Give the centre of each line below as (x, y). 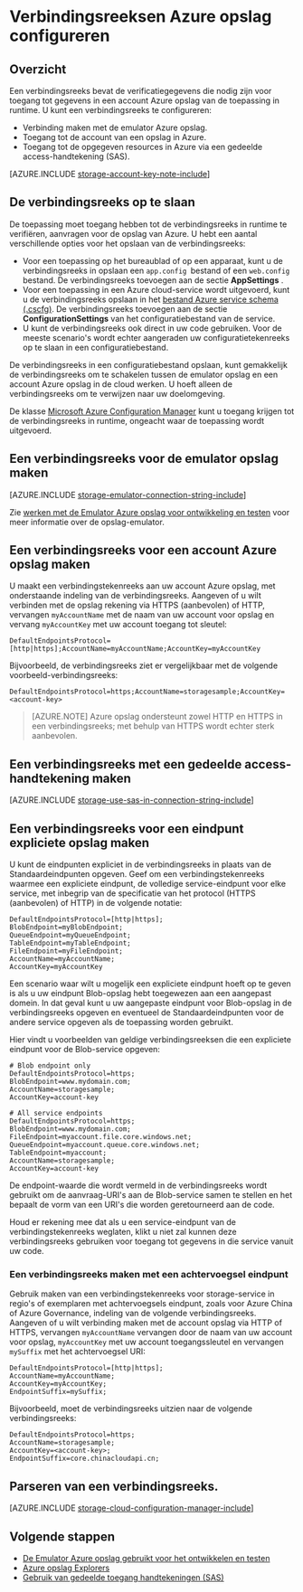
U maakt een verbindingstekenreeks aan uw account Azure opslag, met (142, 586)
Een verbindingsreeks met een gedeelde (126, 764)
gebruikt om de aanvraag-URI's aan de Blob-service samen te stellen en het (151, 1195)
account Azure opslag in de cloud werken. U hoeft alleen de (121, 384)
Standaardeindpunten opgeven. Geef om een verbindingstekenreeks (137, 874)
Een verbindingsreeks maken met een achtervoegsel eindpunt (149, 1274)
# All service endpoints (56, 1114)
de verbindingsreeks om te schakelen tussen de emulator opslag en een (144, 374)
